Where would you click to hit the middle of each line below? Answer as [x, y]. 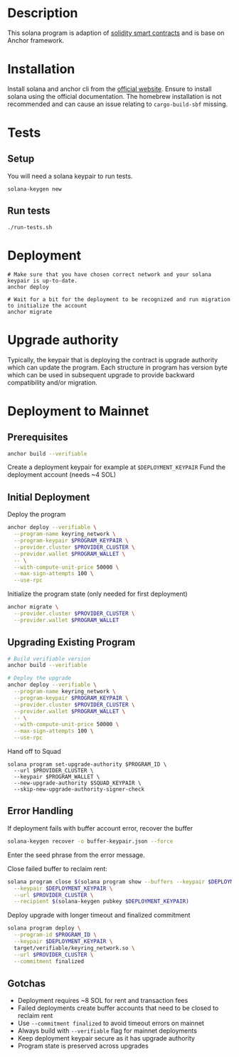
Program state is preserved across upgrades [83, 1046]
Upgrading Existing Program [71, 642]
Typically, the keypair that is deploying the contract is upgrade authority [113, 359]
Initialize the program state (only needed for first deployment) [97, 594]
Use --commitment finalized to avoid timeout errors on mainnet [111, 1024]
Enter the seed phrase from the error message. [76, 855]
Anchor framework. [36, 40]
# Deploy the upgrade [39, 678]
